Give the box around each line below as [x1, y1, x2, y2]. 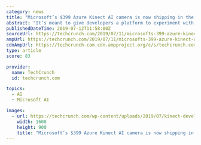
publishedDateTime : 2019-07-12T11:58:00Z [6, 25, 111, 32]
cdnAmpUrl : [6, 42, 33, 48]
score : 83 [6, 53, 31, 59]
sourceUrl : [6, 31, 33, 37]
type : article [6, 48, 42, 54]
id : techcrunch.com [11, 75, 60, 81]
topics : [6, 86, 26, 92]
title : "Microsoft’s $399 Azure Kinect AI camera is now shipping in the [6, 14, 194, 20]
